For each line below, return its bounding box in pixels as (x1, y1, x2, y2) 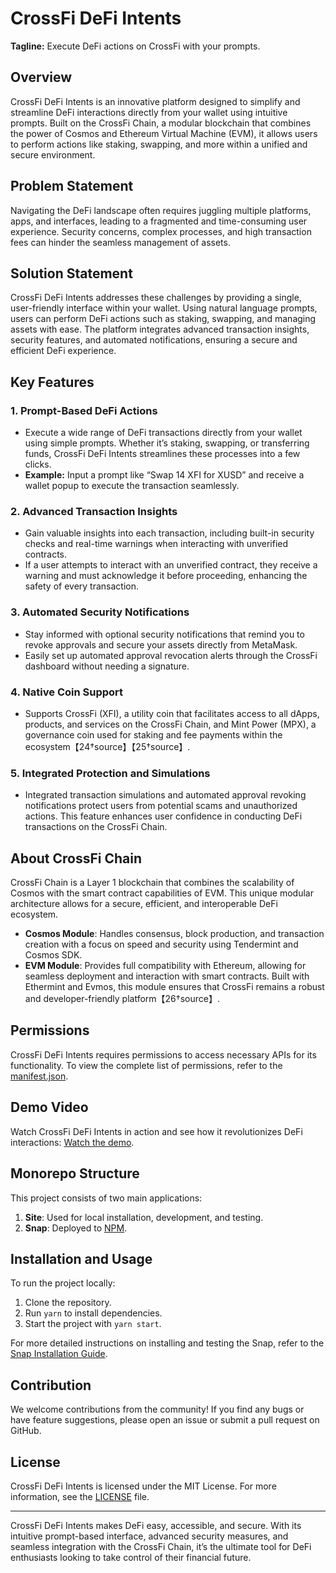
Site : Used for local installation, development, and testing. (24, 1211, 264, 1223)
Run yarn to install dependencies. (24, 1307, 163, 1319)
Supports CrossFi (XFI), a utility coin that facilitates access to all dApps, (24, 707, 320, 719)
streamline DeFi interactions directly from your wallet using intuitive (10, 106, 288, 118)
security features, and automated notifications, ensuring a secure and (10, 334, 298, 346)
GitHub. (10, 1425, 42, 1437)
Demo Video (10, 1099, 89, 1116)
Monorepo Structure (10, 1165, 140, 1182)
